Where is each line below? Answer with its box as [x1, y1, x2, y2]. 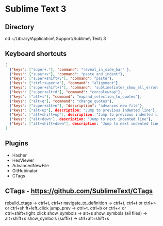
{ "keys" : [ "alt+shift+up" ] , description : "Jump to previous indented [9, 112, 153, 117]
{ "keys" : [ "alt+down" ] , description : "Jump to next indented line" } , [9, 117, 153, 122]
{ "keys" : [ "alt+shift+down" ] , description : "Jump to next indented [9, 122, 149, 126]
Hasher [12, 152, 27, 158]
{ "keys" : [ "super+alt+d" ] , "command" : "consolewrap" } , [9, 90, 123, 95]
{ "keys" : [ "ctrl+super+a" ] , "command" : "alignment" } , [9, 81, 120, 86]
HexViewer [12, 157, 34, 163]
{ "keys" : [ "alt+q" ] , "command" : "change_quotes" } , [9, 99, 114, 104]
